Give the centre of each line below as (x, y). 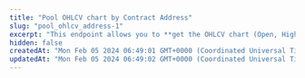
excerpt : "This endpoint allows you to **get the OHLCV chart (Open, (144, 34)
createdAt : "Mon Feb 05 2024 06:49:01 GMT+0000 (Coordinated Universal (148, 51)
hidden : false (36, 43)
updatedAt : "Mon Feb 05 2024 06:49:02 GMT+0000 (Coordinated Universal (148, 59)
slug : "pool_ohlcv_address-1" (67, 26)
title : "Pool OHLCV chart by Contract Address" (101, 17)
